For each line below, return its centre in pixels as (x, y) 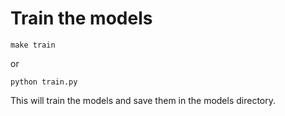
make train (33, 45)
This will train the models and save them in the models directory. (143, 100)
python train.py (44, 82)
